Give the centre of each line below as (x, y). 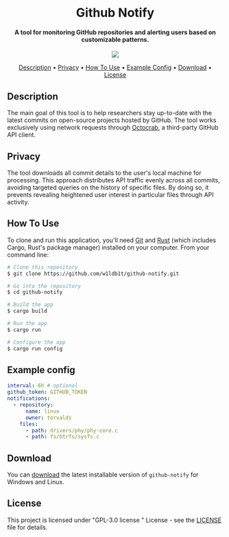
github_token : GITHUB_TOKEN (47, 392)
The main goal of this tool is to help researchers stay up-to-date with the (110, 113)
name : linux (42, 411)
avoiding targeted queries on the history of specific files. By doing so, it (108, 188)
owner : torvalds (48, 418)
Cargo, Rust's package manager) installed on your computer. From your (108, 247)
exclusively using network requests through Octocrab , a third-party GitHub (113, 128)
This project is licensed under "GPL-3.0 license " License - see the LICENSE (114, 520)
